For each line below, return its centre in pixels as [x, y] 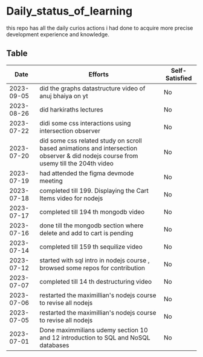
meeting [51, 181]
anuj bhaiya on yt [64, 96]
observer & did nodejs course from [89, 156]
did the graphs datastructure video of [92, 88]
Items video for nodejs [71, 198]
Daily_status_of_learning [69, 11]
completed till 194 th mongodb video [92, 212]
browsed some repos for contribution [92, 268]
